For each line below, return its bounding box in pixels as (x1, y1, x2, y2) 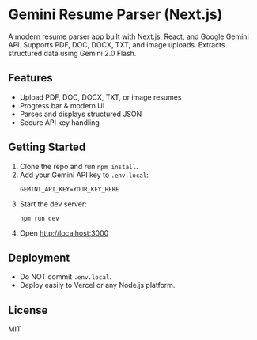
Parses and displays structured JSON (19, 109, 142, 119)
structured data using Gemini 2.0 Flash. (8, 48, 137, 58)
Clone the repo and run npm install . (19, 161, 138, 171)
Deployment (8, 251, 70, 264)
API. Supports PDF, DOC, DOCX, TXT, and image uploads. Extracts (8, 40, 225, 49)
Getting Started (8, 141, 86, 154)
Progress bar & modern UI (19, 100, 105, 110)
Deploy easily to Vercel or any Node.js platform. (19, 281, 176, 290)
